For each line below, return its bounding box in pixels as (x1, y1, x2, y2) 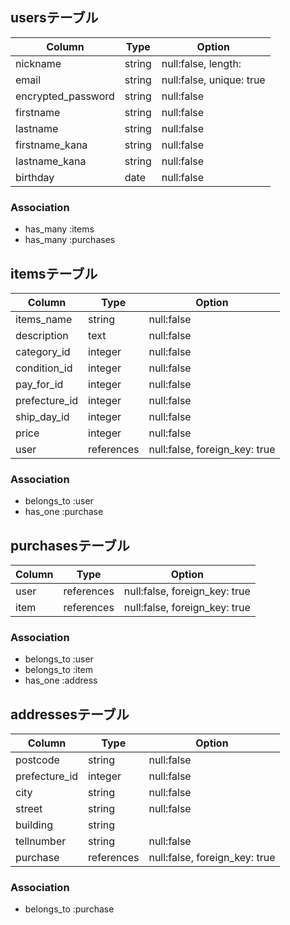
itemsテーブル (10, 265, 98, 282)
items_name (15, 312, 73, 326)
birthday (15, 170, 55, 184)
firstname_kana (15, 138, 88, 152)
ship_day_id (15, 409, 70, 423)
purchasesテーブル (10, 537, 130, 554)
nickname (15, 56, 62, 70)
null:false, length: (161, 56, 242, 70)
